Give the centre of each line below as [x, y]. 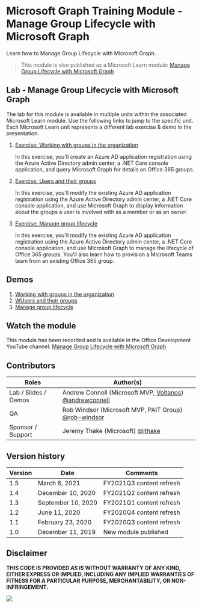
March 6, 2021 [59, 483]
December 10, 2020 [67, 493]
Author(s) [128, 382]
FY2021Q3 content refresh [142, 483]
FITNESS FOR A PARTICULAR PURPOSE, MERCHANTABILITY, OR [88, 580]
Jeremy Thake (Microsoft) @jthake [111, 431]
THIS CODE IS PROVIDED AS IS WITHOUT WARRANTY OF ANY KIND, [93, 568]
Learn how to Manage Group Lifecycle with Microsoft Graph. [81, 53]
